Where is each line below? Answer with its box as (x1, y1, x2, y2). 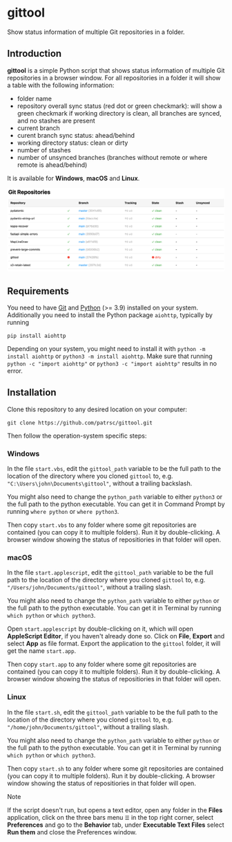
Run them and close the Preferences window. (7, 827, 137, 836)
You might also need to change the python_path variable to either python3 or (7, 493, 223, 501)
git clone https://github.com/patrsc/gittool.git (7, 419, 153, 427)
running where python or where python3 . (7, 508, 119, 516)
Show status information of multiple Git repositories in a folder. (7, 28, 185, 36)
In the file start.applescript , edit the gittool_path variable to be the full (7, 568, 214, 577)
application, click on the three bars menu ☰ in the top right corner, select (7, 813, 214, 821)
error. (7, 366, 23, 375)
